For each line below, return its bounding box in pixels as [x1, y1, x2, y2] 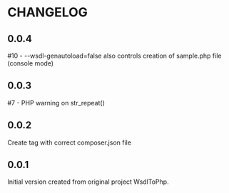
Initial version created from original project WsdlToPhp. [7, 177, 169, 186]
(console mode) [7, 59, 54, 68]
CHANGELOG [7, 4, 88, 21]
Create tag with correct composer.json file [7, 138, 132, 147]
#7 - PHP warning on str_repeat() [7, 98, 106, 107]
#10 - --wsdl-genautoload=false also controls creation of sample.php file [7, 51, 222, 60]
